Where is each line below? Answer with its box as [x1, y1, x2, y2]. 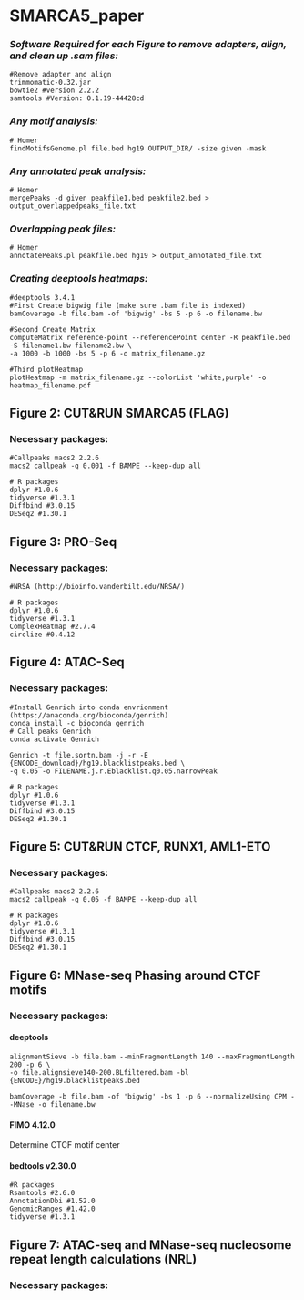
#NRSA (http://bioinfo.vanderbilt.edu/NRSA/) [9, 583, 185, 592]
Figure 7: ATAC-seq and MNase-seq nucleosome [9, 1237, 292, 1253]
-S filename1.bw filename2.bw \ [9, 341, 132, 350]
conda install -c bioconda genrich [9, 718, 145, 727]
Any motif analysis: [9, 115, 98, 128]
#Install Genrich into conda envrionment [9, 703, 169, 712]
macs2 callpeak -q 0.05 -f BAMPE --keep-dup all [9, 895, 198, 904]
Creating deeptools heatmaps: [9, 273, 148, 285]
